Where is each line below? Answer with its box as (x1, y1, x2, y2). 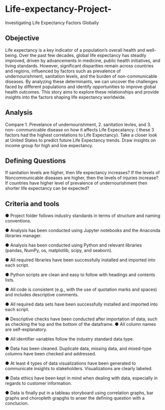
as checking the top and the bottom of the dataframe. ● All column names (5, 321, 156, 327)
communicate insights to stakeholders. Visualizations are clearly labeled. (5, 366, 153, 372)
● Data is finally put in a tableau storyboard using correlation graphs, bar (5, 390, 154, 396)
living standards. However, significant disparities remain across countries (5, 63, 154, 68)
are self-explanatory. (5, 326, 48, 333)
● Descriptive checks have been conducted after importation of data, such (5, 316, 158, 322)
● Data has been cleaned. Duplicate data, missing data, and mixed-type (5, 346, 152, 351)
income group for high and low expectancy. (5, 142, 94, 148)
